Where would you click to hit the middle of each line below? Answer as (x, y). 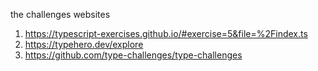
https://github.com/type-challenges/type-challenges (133, 55)
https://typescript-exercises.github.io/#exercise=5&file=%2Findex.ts (166, 33)
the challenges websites (60, 14)
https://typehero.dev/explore (84, 44)
